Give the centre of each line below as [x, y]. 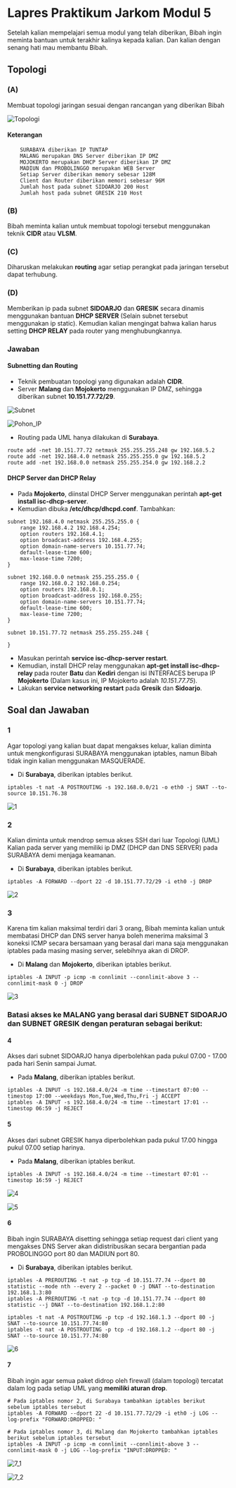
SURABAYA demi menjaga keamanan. [61, 855]
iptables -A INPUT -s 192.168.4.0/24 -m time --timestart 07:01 [103, 1174]
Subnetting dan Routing [43, 366]
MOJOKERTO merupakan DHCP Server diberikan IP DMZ [96, 162]
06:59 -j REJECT [59, 1109]
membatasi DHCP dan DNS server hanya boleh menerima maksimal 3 [108, 936]
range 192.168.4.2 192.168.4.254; [70, 528]
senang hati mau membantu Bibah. [58, 47]
